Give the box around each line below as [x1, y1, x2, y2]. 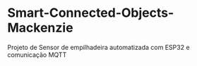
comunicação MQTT [7, 51, 67, 59]
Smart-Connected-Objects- [7, 5, 174, 21]
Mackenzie [7, 20, 73, 36]
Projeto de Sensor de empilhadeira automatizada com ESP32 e [7, 43, 190, 51]
